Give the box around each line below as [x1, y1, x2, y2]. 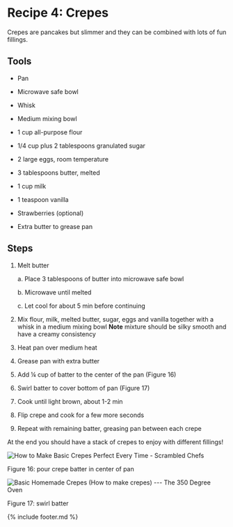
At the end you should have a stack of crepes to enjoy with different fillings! [7, 437, 224, 446]
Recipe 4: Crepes [7, 5, 109, 21]
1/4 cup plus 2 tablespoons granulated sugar [17, 141, 146, 150]
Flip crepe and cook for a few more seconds [17, 411, 145, 419]
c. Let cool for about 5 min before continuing [17, 301, 146, 310]
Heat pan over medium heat [17, 343, 97, 352]
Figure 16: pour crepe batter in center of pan [7, 464, 134, 473]
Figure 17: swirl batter [7, 499, 69, 508]
